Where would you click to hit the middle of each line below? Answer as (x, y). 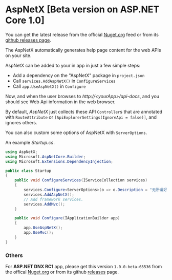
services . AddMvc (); (45, 204)
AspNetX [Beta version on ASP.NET (82, 10)
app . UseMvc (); (39, 233)
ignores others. (21, 122)
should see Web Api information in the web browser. (60, 102)
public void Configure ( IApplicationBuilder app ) (67, 218)
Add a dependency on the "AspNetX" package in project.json (79, 75)
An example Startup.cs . (30, 142)
